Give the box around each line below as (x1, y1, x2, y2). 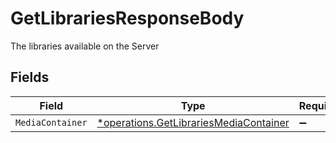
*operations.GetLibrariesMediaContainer (96, 115, 290, 129)
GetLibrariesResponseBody (10, 7, 245, 30)
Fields (10, 69, 50, 86)
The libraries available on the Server (10, 40, 160, 52)
